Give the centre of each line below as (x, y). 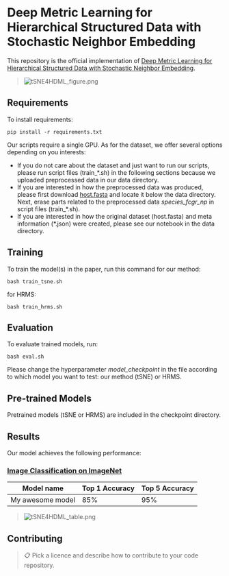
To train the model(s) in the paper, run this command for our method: (104, 269)
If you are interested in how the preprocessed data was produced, (110, 187)
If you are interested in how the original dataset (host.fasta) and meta (114, 216)
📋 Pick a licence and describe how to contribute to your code (111, 555)
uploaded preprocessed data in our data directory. (88, 180)
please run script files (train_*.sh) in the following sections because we (116, 172)
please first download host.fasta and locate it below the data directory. (117, 194)
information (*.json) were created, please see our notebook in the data (116, 224)
